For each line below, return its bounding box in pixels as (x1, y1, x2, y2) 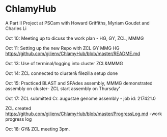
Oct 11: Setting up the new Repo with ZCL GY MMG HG (5, 45, 120, 51)
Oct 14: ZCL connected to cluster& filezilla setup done (5, 70, 118, 76)
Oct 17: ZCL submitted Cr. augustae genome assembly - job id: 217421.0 (5, 95, 156, 101)
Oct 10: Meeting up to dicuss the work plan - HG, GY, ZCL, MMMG (5, 35, 144, 41)
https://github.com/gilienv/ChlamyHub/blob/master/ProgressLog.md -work (5, 111, 162, 117)
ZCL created (5, 105, 32, 111)
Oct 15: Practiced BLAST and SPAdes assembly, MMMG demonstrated (5, 80, 153, 86)
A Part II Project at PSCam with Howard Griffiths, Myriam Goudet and (5, 20, 150, 26)
